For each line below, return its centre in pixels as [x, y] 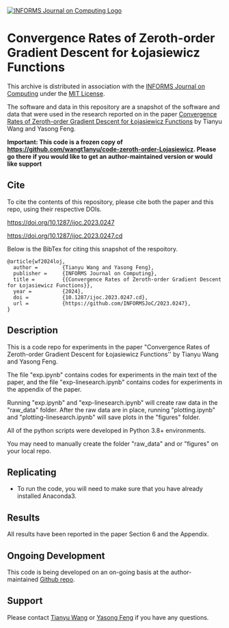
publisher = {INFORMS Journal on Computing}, [85, 273]
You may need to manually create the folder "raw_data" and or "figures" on [113, 443]
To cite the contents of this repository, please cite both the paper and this [110, 201]
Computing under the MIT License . [56, 93]
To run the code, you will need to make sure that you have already [110, 489]
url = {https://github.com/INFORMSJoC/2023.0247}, [102, 303]
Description [32, 330]
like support [25, 164]
